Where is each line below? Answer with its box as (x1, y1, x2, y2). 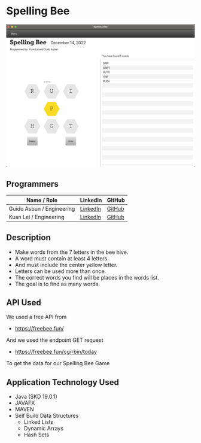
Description (6, 232, 51, 243)
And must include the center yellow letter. (14, 261, 118, 268)
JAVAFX (14, 399, 35, 406)
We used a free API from (6, 313, 67, 321)
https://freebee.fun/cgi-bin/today (14, 348, 98, 356)
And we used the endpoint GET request (6, 336, 103, 344)
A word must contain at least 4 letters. (14, 254, 109, 262)
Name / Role (26, 196, 58, 204)
